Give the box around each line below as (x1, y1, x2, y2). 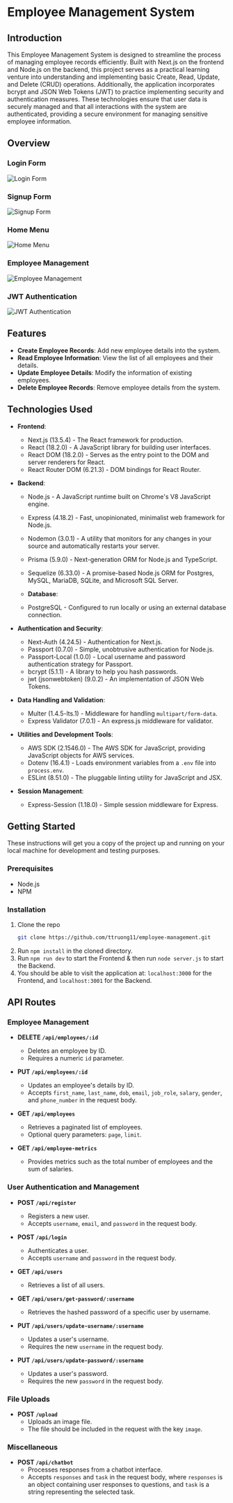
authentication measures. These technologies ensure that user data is (7, 95, 207, 103)
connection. (27, 610, 63, 619)
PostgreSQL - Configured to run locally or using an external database (27, 603, 227, 612)
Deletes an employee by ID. (27, 1046, 106, 1055)
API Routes (7, 996, 56, 1009)
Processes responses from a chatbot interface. (27, 1465, 163, 1474)
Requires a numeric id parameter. (27, 1054, 124, 1063)
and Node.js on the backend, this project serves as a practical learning (7, 66, 210, 73)
